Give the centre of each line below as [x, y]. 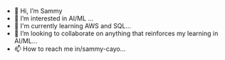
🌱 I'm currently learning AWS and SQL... [73, 26]
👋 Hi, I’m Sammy [38, 11]
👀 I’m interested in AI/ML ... [54, 18]
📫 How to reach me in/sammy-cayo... [70, 49]
